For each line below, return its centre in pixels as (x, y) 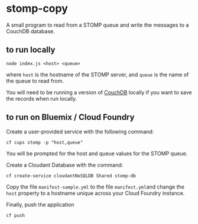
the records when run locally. (42, 98)
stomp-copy (37, 9)
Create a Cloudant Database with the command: (65, 165)
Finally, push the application (40, 204)
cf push (16, 215)
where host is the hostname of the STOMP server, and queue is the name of (98, 74)
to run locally (31, 50)
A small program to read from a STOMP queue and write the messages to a (98, 25)
